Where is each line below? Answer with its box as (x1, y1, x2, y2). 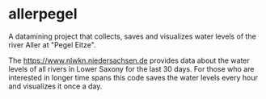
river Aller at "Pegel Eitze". (8, 39, 96, 49)
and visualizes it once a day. (8, 81, 103, 91)
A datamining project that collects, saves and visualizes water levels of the (8, 31, 256, 41)
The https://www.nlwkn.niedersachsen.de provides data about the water (8, 56, 251, 65)
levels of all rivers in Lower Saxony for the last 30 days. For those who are (8, 64, 255, 73)
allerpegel (8, 5, 78, 23)
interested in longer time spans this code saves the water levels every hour (8, 72, 259, 82)
